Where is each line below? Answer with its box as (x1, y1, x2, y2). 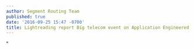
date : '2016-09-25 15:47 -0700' (6, 19, 85, 25)
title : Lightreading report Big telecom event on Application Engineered (6, 24, 190, 31)
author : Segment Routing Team (6, 8, 80, 14)
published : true (6, 14, 46, 20)
